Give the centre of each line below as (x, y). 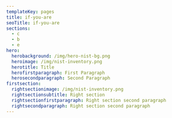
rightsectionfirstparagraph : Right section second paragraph (89, 100)
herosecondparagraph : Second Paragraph (61, 78)
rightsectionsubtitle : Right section (58, 95)
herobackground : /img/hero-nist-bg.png (61, 56)
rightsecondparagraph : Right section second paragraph (81, 106)
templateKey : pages (30, 12)
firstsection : (24, 84)
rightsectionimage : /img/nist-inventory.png (68, 89)
